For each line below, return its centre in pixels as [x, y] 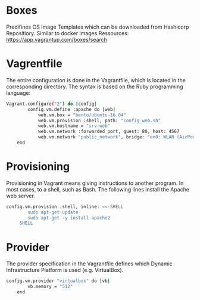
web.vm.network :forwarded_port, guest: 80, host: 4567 [109, 132]
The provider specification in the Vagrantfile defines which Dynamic [89, 264]
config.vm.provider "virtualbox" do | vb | [58, 281]
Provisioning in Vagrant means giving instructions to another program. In [95, 183]
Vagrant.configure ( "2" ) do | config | [51, 104]
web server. [21, 196]
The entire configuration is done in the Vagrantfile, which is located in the [96, 80]
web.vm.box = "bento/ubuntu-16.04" [82, 115]
